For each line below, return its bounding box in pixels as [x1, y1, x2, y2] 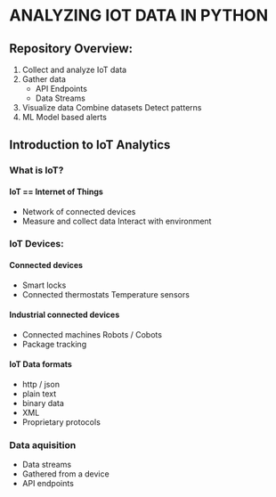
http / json [21, 379, 61, 390]
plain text [21, 388, 57, 399]
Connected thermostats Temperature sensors [21, 289, 190, 299]
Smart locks [21, 280, 67, 290]
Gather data [21, 74, 67, 85]
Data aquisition [9, 438, 77, 451]
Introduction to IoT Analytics [9, 137, 171, 152]
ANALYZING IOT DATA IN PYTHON [9, 5, 269, 26]
